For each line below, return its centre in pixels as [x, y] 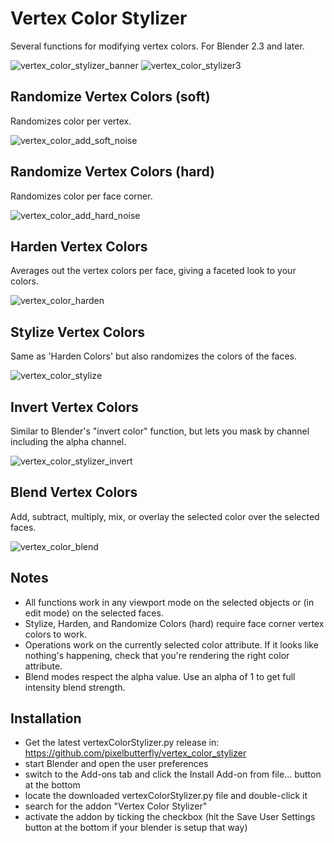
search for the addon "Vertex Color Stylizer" [116, 806]
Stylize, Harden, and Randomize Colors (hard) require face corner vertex [174, 623]
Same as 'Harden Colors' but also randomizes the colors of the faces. [154, 356]
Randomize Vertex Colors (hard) [113, 172]
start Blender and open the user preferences [116, 764]
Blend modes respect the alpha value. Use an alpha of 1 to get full [160, 676]
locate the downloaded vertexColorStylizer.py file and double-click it [166, 796]
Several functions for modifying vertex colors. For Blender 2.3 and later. [157, 46]
